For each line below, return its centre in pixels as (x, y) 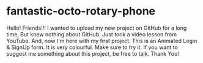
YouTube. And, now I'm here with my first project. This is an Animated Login (102, 41)
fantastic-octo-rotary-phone (81, 11)
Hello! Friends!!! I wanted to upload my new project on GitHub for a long (97, 28)
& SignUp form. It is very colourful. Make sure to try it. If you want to (92, 47)
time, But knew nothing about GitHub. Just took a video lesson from (92, 34)
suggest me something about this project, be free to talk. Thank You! (93, 53)
